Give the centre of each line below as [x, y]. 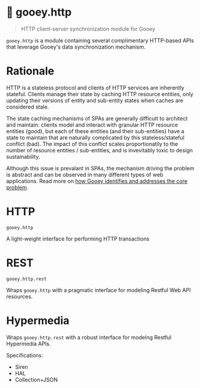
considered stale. [28, 107]
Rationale [30, 71]
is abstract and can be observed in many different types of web [85, 175]
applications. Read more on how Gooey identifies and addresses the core [97, 181]
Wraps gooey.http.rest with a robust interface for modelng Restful [89, 337]
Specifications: [25, 355]
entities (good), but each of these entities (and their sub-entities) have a [95, 131]
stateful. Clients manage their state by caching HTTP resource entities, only [100, 94]
